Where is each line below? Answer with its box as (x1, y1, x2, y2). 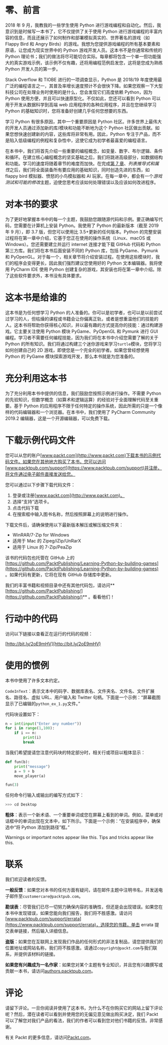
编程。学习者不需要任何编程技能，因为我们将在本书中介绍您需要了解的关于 (5, 334, 158, 341)
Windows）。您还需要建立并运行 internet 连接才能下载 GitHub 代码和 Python (5, 241, 161, 247)
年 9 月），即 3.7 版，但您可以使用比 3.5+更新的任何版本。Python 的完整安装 (5, 228, 161, 234)
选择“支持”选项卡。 (12, 498, 52, 504)
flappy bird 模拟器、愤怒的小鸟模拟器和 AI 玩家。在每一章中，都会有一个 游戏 (5, 173, 162, 179)
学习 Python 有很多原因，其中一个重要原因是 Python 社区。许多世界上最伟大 (5, 118, 162, 124)
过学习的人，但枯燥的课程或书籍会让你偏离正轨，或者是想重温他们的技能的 (5, 316, 158, 322)
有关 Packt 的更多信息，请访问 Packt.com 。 (5, 1034, 94, 1040)
